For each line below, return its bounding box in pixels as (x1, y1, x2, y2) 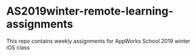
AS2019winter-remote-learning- (6, 4, 174, 18)
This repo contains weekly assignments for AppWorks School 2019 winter (6, 37, 191, 44)
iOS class (6, 44, 30, 51)
